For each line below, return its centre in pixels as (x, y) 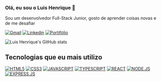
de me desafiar (20, 23)
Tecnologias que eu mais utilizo (54, 57)
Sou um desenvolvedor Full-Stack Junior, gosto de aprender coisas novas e (81, 18)
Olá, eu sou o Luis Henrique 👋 (40, 8)
